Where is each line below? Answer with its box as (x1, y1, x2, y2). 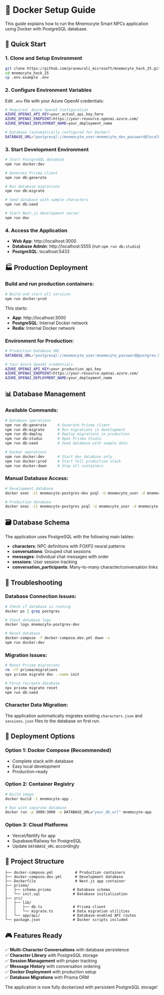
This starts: (5, 305, 28, 311)
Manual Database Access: (5, 475, 69, 482)
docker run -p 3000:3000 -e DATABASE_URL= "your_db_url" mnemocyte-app (5, 810, 152, 815)
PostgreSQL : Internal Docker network (12, 320, 88, 326)
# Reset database (5, 631, 41, 636)
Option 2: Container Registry (5, 781, 75, 787)
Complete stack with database (12, 758, 74, 764)
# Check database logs (5, 618, 51, 623)
